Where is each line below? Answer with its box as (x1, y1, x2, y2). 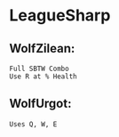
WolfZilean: (9, 41, 75, 56)
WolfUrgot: (9, 96, 72, 111)
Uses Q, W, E (9, 119, 58, 129)
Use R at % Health (9, 72, 77, 81)
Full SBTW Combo (9, 64, 69, 73)
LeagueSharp (9, 5, 111, 26)
